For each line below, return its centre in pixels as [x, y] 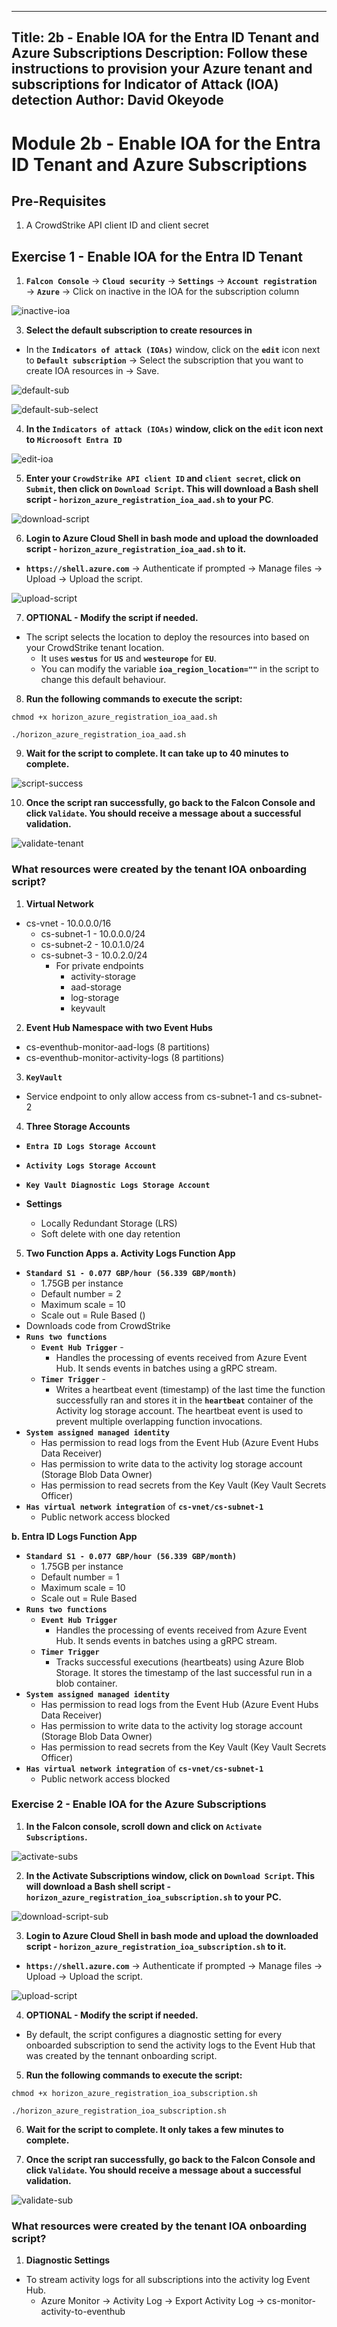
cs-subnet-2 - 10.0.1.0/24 [92, 944]
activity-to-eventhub [83, 2312]
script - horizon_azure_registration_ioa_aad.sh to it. [136, 549]
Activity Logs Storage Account [91, 1166]
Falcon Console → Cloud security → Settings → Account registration [171, 281]
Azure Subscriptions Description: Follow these [159, 53]
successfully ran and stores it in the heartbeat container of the [184, 1400]
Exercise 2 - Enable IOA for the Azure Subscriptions [139, 1804]
